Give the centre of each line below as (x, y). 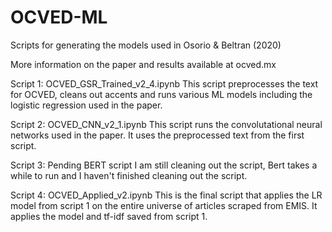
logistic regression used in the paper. (86, 105)
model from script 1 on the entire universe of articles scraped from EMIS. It (164, 205)
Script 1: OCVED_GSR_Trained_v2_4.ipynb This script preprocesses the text (164, 83)
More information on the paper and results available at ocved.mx (143, 64)
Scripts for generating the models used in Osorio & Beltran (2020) (146, 45)
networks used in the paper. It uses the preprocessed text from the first (157, 135)
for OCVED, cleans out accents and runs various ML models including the (161, 94)
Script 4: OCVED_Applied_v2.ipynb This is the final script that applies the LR (166, 195)
